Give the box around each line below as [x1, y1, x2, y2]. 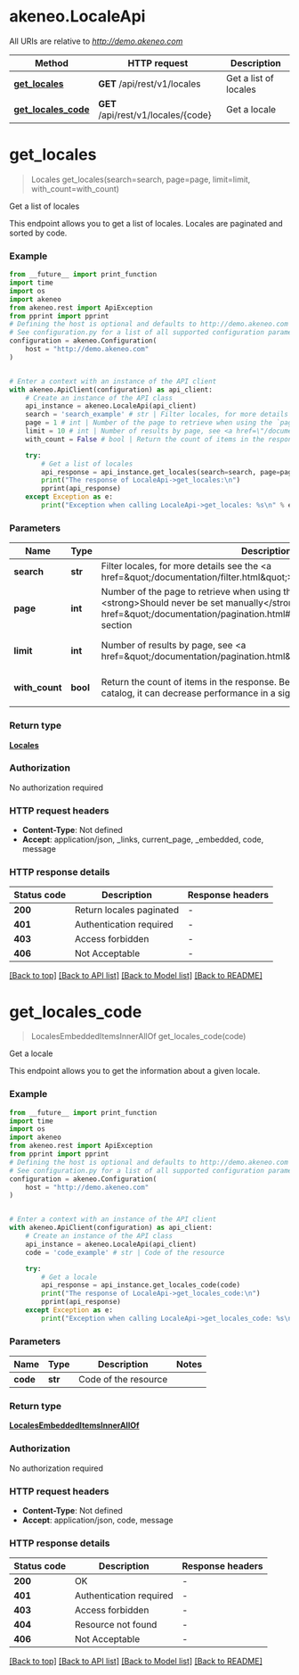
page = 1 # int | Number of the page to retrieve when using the [25, 418, 273, 427]
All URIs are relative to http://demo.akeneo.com [9, 36, 183, 46]
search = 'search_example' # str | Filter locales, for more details [25, 410, 289, 419]
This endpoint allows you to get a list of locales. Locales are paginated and [9, 218, 283, 228]
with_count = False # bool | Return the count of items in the [25, 434, 265, 443]
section [101, 619, 133, 631]
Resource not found [74, 1619, 158, 1631]
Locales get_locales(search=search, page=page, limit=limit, [30, 174, 251, 185]
